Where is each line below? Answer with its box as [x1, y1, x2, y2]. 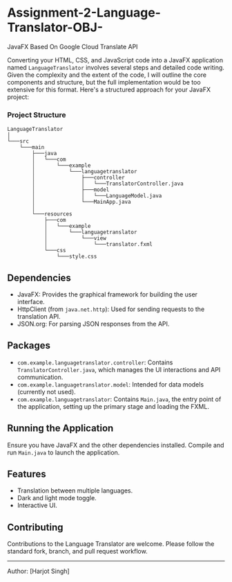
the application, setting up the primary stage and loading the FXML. [17, 402, 209, 410]
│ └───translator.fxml [43, 241, 153, 248]
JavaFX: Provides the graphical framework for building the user [17, 290, 198, 299]
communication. [17, 373, 64, 381]
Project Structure [7, 109, 66, 119]
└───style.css [56, 253, 97, 261]
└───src [7, 138, 30, 145]
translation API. [17, 312, 61, 321]
